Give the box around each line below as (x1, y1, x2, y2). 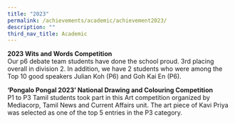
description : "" (7, 23, 56, 30)
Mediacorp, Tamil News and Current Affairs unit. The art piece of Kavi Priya (7, 101, 229, 110)
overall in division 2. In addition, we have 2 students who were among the (7, 64, 223, 73)
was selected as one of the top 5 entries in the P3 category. (7, 108, 183, 117)
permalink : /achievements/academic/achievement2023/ (7, 17, 167, 24)
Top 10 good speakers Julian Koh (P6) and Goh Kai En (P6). (7, 72, 182, 81)
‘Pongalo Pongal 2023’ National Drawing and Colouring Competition (7, 86, 214, 94)
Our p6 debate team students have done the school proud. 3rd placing (7, 57, 214, 66)
